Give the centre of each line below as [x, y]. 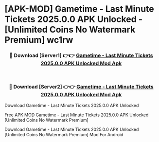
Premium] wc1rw [39, 40]
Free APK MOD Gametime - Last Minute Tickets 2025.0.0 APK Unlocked [77, 115]
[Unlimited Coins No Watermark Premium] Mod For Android [64, 134]
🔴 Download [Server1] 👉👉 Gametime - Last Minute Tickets [81, 55]
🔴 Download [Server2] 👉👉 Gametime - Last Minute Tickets [81, 87]
